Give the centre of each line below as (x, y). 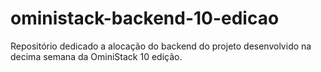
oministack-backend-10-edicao (145, 18)
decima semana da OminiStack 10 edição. (96, 56)
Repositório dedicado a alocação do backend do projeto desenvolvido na (161, 46)
